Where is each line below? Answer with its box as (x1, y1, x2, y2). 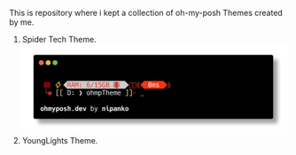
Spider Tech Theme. (21, 35, 97, 44)
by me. (9, 17, 35, 27)
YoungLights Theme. (21, 135, 98, 145)
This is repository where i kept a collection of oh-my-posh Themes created (9, 8, 284, 18)
